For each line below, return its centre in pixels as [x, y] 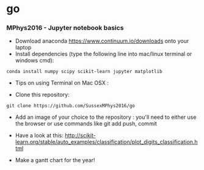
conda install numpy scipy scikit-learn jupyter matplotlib [85, 72]
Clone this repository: [42, 95]
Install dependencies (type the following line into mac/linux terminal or [104, 54]
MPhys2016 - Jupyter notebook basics [65, 28]
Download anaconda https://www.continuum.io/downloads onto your [102, 41]
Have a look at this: [39, 135]
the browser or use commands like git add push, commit [86, 124]
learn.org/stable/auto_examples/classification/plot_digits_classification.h [106, 142]
